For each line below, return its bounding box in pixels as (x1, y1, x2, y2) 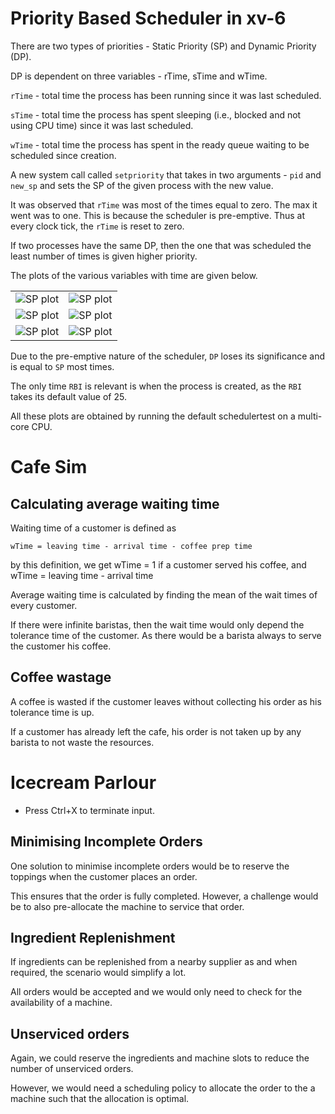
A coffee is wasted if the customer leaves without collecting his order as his (10, 695, 322, 707)
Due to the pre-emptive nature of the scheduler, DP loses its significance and (10, 350, 326, 362)
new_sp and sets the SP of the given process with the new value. (10, 179, 274, 191)
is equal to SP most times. (10, 360, 115, 372)
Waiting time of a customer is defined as (10, 522, 177, 534)
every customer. (10, 599, 78, 611)
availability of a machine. (10, 997, 113, 1009)
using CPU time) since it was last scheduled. (10, 119, 194, 131)
